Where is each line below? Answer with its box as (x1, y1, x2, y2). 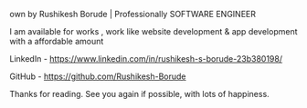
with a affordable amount (9, 36, 104, 46)
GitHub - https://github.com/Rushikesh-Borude (9, 71, 186, 82)
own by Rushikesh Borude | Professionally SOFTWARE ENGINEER (9, 9, 256, 19)
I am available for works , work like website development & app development (9, 26, 298, 36)
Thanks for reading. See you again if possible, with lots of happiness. (9, 89, 270, 99)
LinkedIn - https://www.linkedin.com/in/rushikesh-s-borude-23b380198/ (9, 54, 283, 64)
